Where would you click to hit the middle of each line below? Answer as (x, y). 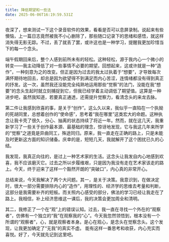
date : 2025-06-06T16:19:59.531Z (39, 15)
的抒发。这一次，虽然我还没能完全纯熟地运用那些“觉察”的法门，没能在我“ (81, 84)
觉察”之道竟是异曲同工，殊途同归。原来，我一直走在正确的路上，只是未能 (88, 133)
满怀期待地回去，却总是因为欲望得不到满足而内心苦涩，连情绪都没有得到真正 (84, 78)
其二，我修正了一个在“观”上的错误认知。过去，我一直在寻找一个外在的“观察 (83, 209)
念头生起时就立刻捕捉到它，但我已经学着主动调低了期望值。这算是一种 (89, 91)
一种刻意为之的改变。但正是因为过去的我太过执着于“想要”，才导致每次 (88, 72)
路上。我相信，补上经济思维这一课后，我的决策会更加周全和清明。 (73, 198)
